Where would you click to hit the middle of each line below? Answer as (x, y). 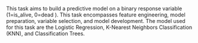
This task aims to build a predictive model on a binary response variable (94, 9)
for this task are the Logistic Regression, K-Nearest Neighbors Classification (99, 27)
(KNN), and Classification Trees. (45, 34)
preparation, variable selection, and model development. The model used (96, 21)
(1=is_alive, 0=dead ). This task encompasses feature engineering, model (96, 15)
